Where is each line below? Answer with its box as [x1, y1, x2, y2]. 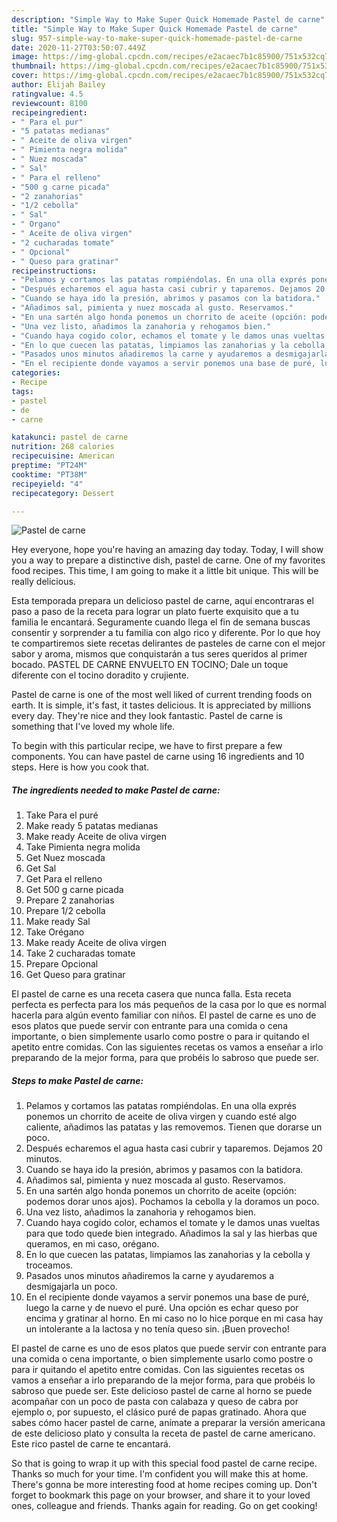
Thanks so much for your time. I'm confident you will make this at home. [11, 1468, 309, 1480]
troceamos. [25, 1259, 74, 1271]
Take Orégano [25, 926, 85, 938]
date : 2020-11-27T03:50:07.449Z [11, 42, 146, 53]
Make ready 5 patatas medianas [25, 820, 159, 832]
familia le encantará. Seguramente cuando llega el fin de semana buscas [11, 616, 311, 628]
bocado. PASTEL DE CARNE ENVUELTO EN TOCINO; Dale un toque [11, 659, 289, 671]
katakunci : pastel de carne [11, 432, 129, 443]
